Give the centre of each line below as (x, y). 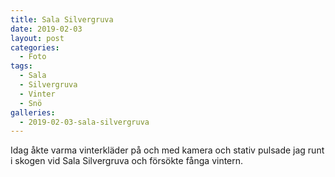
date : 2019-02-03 (46, 29)
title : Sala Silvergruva (62, 19)
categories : (35, 47)
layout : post (37, 38)
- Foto (33, 57)
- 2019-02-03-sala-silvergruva (84, 122)
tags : (21, 66)
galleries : (33, 112)
